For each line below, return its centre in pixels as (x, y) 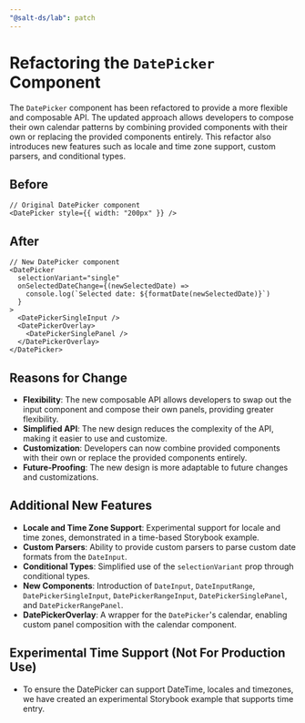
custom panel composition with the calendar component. (129, 624)
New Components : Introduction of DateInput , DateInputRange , (139, 586)
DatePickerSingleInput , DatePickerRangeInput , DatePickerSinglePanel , (155, 595)
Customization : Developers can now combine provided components (151, 448)
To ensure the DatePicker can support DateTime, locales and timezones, (158, 689)
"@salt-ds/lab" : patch (52, 18)
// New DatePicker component (65, 262)
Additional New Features (81, 506)
